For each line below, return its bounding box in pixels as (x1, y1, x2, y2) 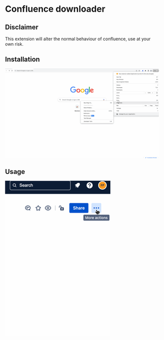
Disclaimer (5, 23, 39, 31)
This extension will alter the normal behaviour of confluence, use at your (5, 36, 151, 42)
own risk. (5, 41, 23, 47)
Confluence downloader (5, 3, 106, 15)
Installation (5, 55, 40, 64)
